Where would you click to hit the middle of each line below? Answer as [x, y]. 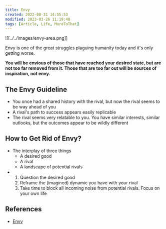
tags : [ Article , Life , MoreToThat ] [42, 24]
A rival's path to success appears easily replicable [64, 112]
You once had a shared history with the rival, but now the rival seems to [86, 101]
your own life [33, 193]
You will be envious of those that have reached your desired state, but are [83, 63]
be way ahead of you [34, 107]
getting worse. [20, 53]
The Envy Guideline [36, 89]
